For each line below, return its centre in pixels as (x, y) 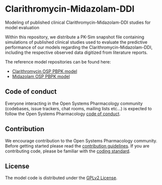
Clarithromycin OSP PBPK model (45, 71)
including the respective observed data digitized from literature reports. (76, 52)
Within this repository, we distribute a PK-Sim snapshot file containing (75, 37)
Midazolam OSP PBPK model (41, 76)
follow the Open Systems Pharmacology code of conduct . (63, 114)
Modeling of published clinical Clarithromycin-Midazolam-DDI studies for (78, 22)
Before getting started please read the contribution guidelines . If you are (77, 146)
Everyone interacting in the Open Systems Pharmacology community (74, 103)
